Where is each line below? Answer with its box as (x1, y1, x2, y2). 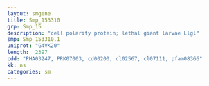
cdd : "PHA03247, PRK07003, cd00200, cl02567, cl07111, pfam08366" (7, 55, 203, 62)
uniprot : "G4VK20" (7, 42, 60, 49)
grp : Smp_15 (7, 23, 42, 30)
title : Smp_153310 (7, 17, 60, 24)
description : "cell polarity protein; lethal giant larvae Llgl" (7, 29, 199, 37)
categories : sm (7, 68, 51, 75)
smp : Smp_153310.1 (7, 36, 60, 43)
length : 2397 (7, 49, 48, 56)
